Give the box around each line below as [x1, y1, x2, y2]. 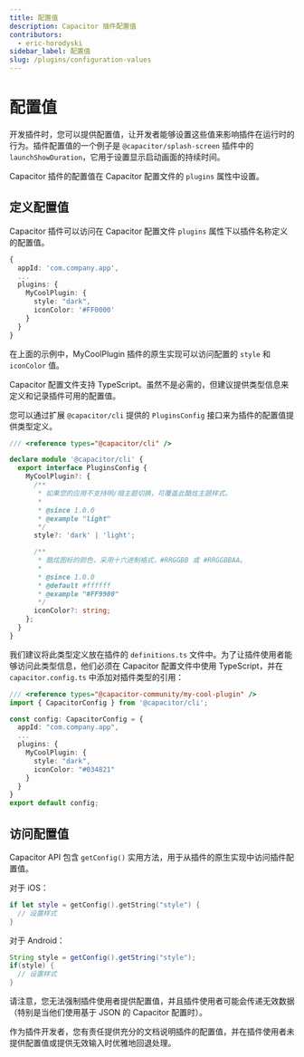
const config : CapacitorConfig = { [9, 715, 144, 724]
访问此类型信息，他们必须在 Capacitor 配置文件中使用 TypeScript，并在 [16, 660, 283, 671]
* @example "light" [37, 514, 111, 524]
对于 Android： [9, 935, 65, 946]
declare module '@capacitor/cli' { [9, 455, 144, 465]
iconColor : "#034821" [33, 764, 116, 774]
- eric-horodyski [17, 38, 83, 48]
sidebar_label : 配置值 [9, 47, 91, 56]
